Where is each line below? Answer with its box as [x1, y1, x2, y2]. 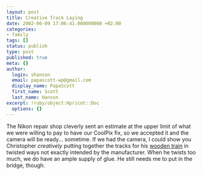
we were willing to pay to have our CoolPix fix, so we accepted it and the [6, 129, 189, 136]
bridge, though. [6, 162, 46, 169]
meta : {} [6, 60, 29, 66]
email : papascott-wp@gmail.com [12, 77, 92, 83]
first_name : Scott [12, 89, 59, 95]
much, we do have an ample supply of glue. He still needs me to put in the [6, 155, 193, 162]
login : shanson [12, 72, 51, 78]
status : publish [6, 43, 48, 50]
